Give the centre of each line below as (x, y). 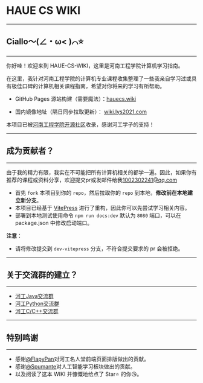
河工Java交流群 (34, 296)
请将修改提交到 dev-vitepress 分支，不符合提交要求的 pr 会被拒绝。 (99, 248)
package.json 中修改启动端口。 (54, 223)
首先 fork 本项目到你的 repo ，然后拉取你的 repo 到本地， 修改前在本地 (101, 192)
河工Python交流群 (37, 304)
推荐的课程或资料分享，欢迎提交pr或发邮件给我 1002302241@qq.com (92, 180)
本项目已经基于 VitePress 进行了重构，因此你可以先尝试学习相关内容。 (102, 207)
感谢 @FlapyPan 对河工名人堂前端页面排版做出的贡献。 (82, 359)
